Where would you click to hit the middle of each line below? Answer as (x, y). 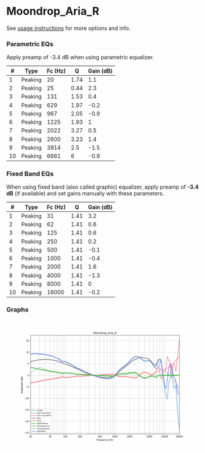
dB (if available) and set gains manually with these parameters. (85, 194)
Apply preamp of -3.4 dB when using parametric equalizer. (80, 57)
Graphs (17, 310)
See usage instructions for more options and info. (69, 28)
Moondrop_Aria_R (53, 11)
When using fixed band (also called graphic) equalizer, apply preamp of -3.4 (103, 187)
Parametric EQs (30, 44)
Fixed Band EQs (30, 173)
